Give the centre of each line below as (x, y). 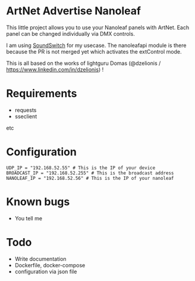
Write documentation (40, 259)
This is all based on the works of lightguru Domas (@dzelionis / (84, 63)
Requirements (42, 94)
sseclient (26, 116)
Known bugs (38, 202)
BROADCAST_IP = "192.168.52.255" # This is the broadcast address (90, 173)
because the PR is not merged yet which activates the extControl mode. (94, 51)
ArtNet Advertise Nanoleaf (74, 11)
